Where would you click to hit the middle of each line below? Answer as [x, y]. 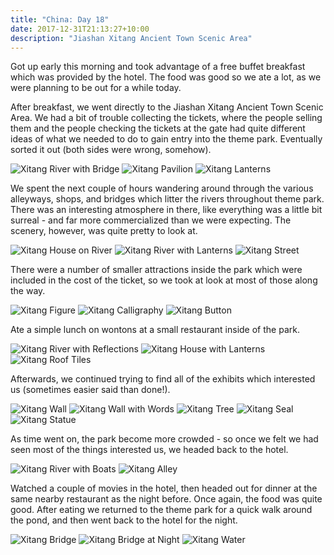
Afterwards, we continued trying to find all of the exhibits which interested [163, 379]
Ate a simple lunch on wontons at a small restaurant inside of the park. [155, 330]
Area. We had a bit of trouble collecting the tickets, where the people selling [166, 118]
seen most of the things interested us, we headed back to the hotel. [149, 450]
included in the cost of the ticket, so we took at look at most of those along [164, 280]
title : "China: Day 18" [60, 19]
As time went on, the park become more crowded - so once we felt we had [164, 439]
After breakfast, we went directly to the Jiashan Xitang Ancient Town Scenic [167, 107]
